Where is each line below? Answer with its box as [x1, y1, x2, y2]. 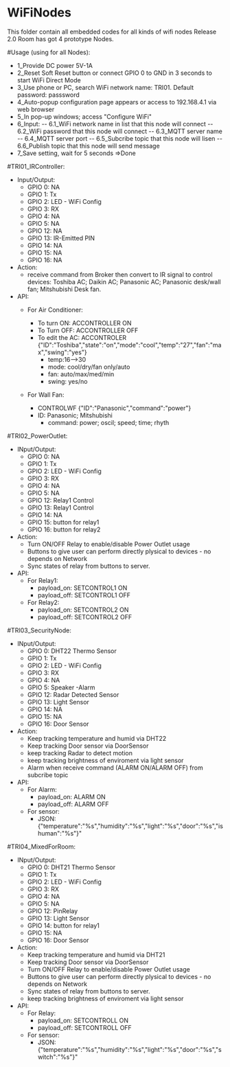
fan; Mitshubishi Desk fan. [27, 285, 102, 293]
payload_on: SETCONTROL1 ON [37, 584, 128, 592]
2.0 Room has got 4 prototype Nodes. [7, 34, 115, 43]
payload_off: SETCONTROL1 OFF [37, 590, 131, 599]
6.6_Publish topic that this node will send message [16, 141, 160, 150]
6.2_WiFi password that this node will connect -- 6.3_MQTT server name [16, 127, 223, 135]
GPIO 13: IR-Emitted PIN [27, 233, 95, 242]
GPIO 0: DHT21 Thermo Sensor [27, 863, 115, 871]
